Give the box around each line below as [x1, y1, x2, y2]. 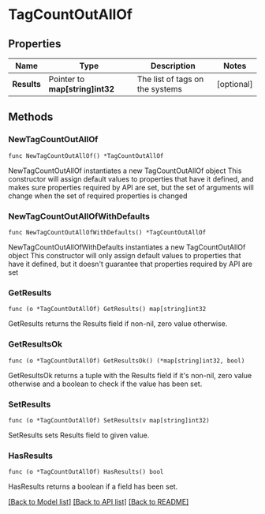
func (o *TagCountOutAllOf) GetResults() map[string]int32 [8, 306, 207, 313]
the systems [136, 84, 183, 94]
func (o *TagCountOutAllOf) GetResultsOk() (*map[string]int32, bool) [8, 357, 245, 365]
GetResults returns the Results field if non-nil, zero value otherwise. [8, 319, 228, 328]
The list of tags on [136, 73, 204, 84]
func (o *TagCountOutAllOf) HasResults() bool [8, 468, 164, 476]
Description [151, 61, 196, 71]
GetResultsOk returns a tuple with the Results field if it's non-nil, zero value [8, 370, 252, 380]
